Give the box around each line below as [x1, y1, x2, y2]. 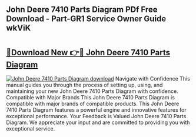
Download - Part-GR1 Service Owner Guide [6, 14, 167, 24]
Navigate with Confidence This [115, 75, 190, 82]
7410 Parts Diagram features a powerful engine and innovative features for [6, 106, 187, 113]
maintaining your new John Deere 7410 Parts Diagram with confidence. [6, 88, 178, 95]
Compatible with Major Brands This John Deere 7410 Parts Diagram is [6, 94, 175, 101]
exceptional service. [6, 125, 55, 132]
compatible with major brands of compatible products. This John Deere [6, 100, 180, 107]
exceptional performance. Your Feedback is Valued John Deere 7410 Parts [6, 113, 187, 119]
